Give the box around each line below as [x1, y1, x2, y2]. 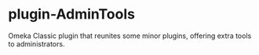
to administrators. [8, 39, 65, 48]
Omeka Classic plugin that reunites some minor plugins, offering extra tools [8, 31, 252, 40]
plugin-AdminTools [8, 5, 136, 23]
